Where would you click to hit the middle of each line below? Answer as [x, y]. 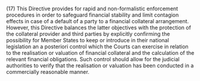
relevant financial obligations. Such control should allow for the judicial [93, 59]
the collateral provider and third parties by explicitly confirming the [88, 34]
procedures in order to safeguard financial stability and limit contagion [93, 15]
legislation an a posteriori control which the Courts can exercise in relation [98, 46]
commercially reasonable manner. [48, 72]
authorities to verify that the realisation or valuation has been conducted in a [100, 66]
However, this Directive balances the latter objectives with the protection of [99, 27]
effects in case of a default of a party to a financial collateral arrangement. [98, 21]
